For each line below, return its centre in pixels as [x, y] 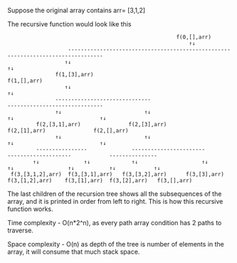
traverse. [21, 230]
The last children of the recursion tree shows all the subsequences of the [115, 194]
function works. [30, 209]
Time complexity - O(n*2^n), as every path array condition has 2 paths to [115, 223]
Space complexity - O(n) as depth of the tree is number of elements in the [116, 244]
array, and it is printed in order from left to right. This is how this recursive [115, 201]
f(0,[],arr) [194, 37]
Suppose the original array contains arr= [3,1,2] [77, 10]
